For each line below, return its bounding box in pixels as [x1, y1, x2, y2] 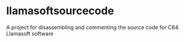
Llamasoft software [6, 30, 54, 37]
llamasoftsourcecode [6, 4, 115, 18]
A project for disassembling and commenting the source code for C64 [6, 24, 179, 31]
